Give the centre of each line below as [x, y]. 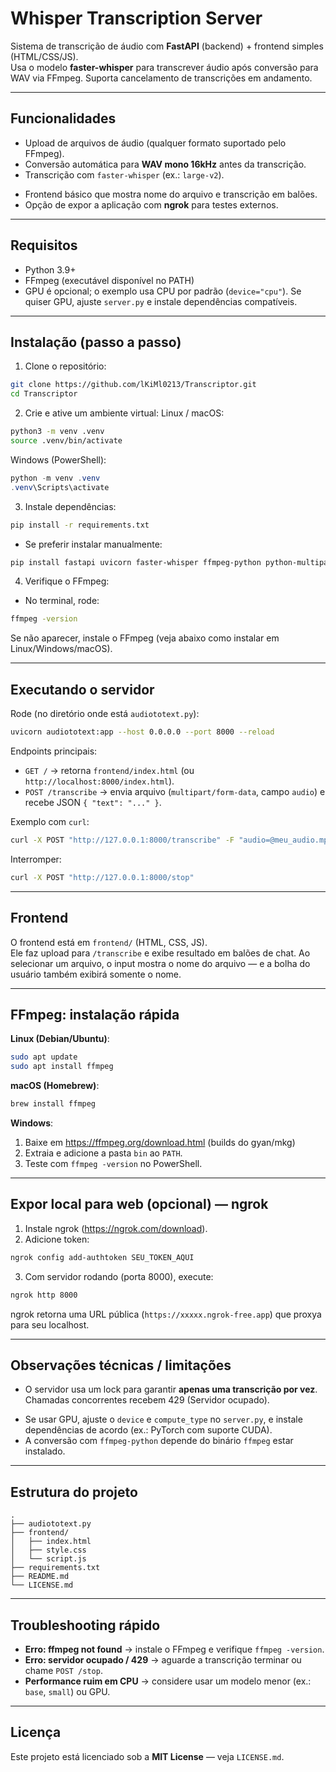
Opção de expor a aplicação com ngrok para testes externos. [151, 204]
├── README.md [40, 1577]
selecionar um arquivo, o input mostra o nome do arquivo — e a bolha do [160, 963]
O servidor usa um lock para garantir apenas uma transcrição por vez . [171, 1389]
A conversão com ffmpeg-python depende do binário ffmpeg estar [159, 1441]
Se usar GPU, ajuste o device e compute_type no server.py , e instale [163, 1419]
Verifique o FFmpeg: [67, 581]
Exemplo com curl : [50, 821]
